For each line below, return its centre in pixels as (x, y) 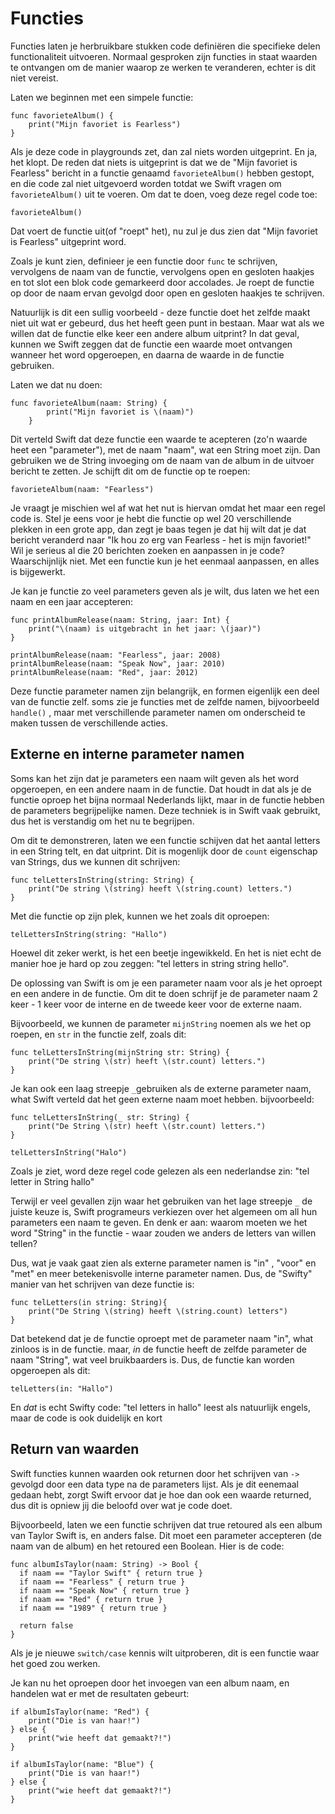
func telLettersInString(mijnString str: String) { (120, 1052)
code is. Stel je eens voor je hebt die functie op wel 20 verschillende (151, 518)
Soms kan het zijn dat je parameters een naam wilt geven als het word (155, 778)
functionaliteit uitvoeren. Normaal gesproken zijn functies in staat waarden (164, 56)
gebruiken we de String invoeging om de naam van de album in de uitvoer (162, 460)
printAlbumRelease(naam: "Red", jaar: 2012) (104, 672)
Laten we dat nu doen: (56, 384)
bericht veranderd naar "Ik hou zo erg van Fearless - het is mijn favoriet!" (161, 539)
